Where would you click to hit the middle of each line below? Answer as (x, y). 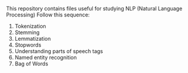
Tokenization (30, 26)
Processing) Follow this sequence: (48, 15)
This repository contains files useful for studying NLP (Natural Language (94, 9)
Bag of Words (31, 64)
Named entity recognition (46, 57)
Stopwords (28, 45)
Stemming (27, 32)
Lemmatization (33, 39)
